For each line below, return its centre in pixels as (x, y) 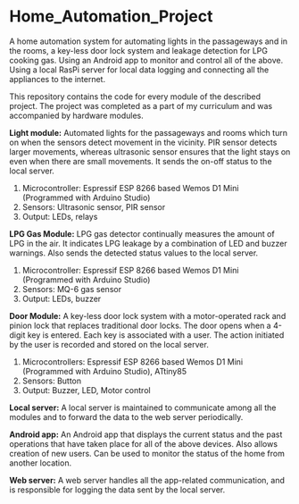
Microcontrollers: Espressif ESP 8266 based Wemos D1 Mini (133, 361)
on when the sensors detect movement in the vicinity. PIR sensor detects (143, 142)
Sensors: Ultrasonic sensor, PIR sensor (94, 206)
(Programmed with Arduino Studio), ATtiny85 (104, 371)
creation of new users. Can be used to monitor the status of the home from (147, 453)
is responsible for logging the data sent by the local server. (117, 490)
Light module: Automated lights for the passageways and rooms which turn (149, 132)
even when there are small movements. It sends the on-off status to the (141, 161)
